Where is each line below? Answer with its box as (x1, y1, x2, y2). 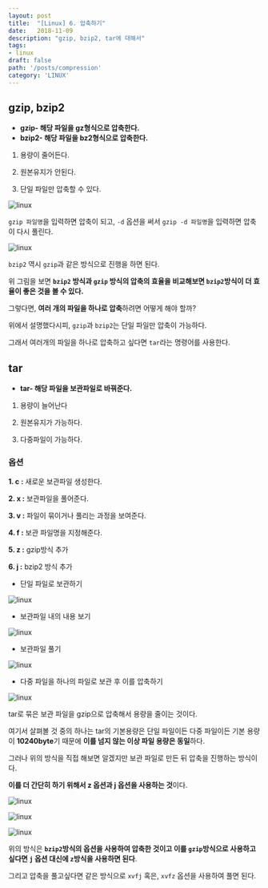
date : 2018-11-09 (8, 26, 74, 34)
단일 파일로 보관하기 (19, 579, 82, 588)
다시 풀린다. (16, 227, 54, 236)
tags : (8, 42, 26, 50)
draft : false (8, 57, 52, 65)
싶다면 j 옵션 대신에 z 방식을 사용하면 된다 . (8, 854, 138, 863)
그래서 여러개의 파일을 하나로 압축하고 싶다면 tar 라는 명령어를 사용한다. (8, 337, 230, 347)
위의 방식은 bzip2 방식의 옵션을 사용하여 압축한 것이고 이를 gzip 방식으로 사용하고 (8, 843, 256, 854)
